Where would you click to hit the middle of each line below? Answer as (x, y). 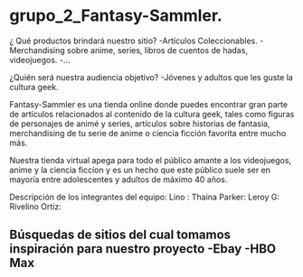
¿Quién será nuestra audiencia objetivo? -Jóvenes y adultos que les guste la (151, 77)
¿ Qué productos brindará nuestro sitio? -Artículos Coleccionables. (133, 41)
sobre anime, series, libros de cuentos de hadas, (157, 50)
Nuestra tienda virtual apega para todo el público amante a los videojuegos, (151, 160)
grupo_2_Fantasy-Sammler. (116, 16)
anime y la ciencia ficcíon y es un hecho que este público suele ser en (140, 170)
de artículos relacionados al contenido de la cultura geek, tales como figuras (152, 114)
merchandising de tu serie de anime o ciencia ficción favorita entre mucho (148, 133)
